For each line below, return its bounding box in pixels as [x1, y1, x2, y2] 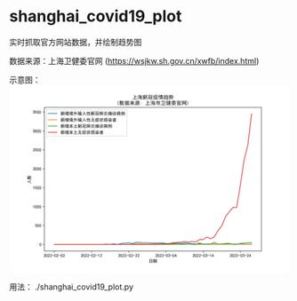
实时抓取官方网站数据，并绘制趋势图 [9, 36, 142, 47]
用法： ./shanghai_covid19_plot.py [9, 281, 134, 292]
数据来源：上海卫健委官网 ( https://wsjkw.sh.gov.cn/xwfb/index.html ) [9, 55, 260, 66]
